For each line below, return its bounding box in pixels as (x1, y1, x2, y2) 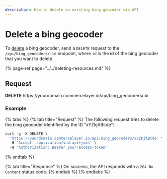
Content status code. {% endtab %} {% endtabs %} (5, 169, 110, 175)
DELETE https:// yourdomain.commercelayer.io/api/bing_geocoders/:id (5, 93, 149, 99)
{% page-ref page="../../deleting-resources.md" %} (5, 65, 111, 71)
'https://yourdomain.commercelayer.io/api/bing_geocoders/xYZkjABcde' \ (9, 136, 164, 141)
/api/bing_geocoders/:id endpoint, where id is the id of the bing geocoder (5, 50, 159, 56)
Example (5, 105, 27, 112)
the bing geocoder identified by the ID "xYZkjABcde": (5, 121, 115, 127)
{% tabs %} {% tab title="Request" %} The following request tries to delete (5, 116, 159, 122)
